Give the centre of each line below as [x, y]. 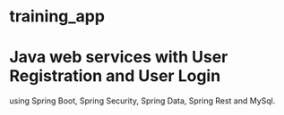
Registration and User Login [115, 76]
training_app [57, 16]
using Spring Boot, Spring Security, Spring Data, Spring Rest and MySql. [142, 101]
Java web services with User [119, 57]
